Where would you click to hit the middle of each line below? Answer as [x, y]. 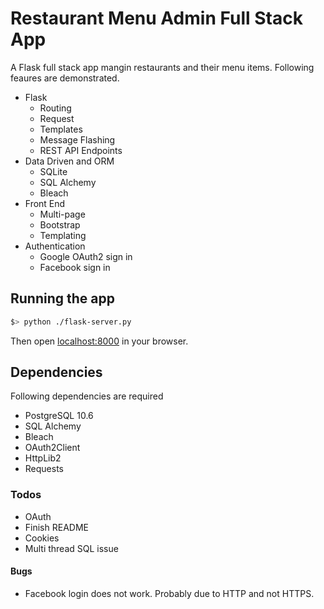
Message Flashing [77, 139]
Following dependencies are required [87, 396]
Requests [44, 469]
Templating [63, 235]
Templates [61, 129]
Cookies [42, 538]
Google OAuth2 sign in [86, 256]
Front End [45, 203]
